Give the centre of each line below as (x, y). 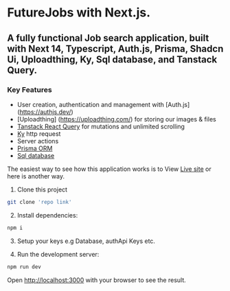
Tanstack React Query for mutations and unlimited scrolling (101, 126)
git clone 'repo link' (39, 202)
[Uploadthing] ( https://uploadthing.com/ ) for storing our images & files (116, 119)
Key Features (30, 89)
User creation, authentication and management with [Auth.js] (103, 104)
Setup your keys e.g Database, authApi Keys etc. (86, 241)
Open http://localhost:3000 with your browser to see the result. (97, 280)
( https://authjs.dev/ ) (45, 112)
